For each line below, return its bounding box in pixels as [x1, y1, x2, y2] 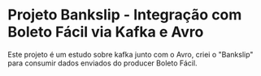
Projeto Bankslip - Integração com [7, 6, 242, 24]
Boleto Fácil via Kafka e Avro [7, 23, 204, 41]
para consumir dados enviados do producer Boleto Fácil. [7, 58, 198, 68]
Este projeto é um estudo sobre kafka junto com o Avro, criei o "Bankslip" [7, 49, 254, 59]
